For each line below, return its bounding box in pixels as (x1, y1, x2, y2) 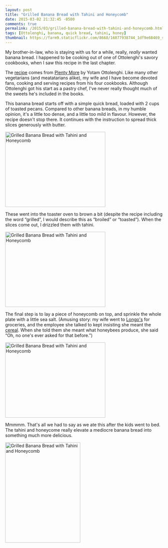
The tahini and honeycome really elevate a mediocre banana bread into (5, 427, 151, 433)
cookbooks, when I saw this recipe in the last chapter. (5, 60, 116, 66)
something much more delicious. (5, 432, 72, 438)
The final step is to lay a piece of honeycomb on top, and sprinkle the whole (5, 311, 161, 317)
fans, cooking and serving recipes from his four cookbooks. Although (5, 80, 148, 86)
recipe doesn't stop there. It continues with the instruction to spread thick (5, 116, 156, 122)
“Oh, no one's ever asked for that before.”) (5, 332, 93, 338)
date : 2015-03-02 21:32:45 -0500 (5, 17, 75, 22)
